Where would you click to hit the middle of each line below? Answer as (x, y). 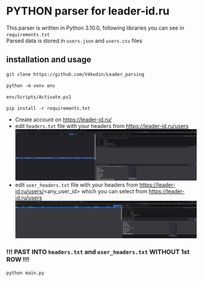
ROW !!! (18, 260)
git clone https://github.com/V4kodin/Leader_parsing (76, 74)
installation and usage (49, 59)
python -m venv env (31, 86)
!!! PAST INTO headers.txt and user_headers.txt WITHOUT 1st (98, 252)
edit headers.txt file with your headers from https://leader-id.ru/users (102, 126)
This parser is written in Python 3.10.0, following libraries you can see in (95, 28)
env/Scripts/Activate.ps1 (39, 97)
